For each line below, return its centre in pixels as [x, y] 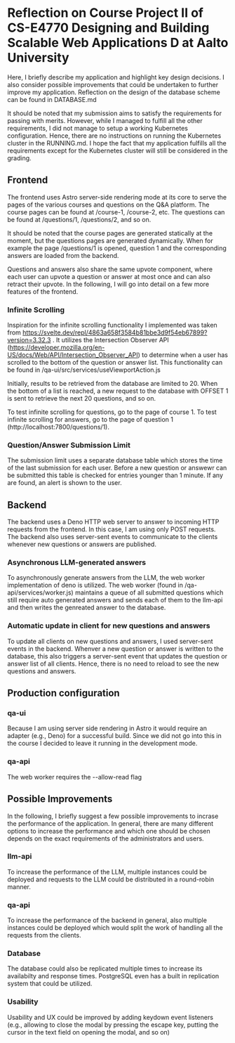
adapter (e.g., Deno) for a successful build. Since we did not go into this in [115, 736]
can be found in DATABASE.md [52, 99]
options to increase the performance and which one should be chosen [109, 831]
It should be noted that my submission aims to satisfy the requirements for [115, 113]
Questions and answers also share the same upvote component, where [110, 269]
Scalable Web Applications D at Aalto [118, 43]
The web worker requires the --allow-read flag [75, 777]
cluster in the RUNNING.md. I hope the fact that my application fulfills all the [117, 143]
